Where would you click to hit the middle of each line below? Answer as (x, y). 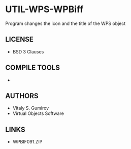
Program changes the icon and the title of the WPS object (65, 23)
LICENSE (20, 39)
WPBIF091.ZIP (27, 142)
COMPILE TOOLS (32, 68)
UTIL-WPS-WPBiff (44, 9)
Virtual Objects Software (38, 113)
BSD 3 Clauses (28, 51)
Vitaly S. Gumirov (31, 108)
